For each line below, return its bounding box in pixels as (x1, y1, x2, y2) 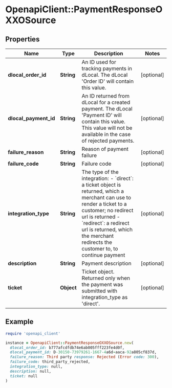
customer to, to (81, 245, 118, 252)
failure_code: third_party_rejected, (10, 359, 91, 364)
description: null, (10, 369, 52, 374)
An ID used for (81, 59, 116, 65)
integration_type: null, (10, 364, 63, 369)
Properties (5, 35, 40, 43)
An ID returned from (81, 93, 130, 99)
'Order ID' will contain (81, 78, 134, 85)
